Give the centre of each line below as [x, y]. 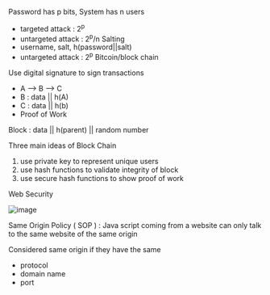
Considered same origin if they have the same [85, 249]
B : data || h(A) [44, 97]
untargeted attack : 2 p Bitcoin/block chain [89, 56]
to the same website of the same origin [73, 234]
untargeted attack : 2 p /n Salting [72, 38]
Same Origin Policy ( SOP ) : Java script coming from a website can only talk [135, 225]
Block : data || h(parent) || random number [79, 129]
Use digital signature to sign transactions [76, 73]
